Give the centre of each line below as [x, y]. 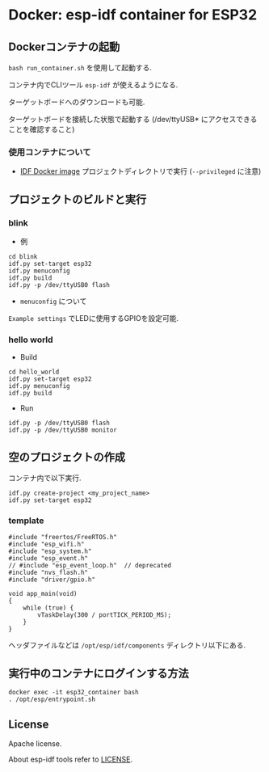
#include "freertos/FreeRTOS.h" [63, 538]
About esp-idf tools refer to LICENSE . [71, 759]
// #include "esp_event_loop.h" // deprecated [90, 566]
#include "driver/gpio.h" [52, 580]
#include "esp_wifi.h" [46, 544]
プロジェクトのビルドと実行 [78, 199]
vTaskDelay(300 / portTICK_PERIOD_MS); [105, 615]
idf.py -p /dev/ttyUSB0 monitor [63, 430]
